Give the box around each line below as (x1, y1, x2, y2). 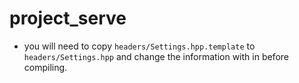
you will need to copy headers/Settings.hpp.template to (23, 40, 256, 52)
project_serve (9, 7, 127, 30)
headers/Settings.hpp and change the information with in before (23, 50, 289, 62)
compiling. (23, 61, 68, 73)
